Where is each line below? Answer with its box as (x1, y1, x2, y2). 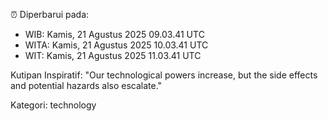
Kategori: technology (10, 99, 97, 111)
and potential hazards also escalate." (10, 80, 163, 91)
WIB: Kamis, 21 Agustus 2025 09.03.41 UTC (24, 29, 205, 40)
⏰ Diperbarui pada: (10, 9, 90, 20)
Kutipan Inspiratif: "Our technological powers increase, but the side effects (10, 69, 318, 81)
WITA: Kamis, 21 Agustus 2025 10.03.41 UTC (24, 39, 209, 51)
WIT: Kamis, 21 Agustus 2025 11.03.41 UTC (24, 50, 202, 61)
